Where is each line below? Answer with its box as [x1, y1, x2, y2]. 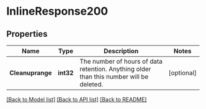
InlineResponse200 [6, 4, 109, 18]
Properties [6, 29, 48, 39]
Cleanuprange [9, 69, 52, 77]
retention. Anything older [79, 65, 151, 73]
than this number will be [79, 72, 149, 81]
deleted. [79, 80, 104, 88]
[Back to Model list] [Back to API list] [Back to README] [6, 96, 147, 103]
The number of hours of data [79, 57, 162, 66]
